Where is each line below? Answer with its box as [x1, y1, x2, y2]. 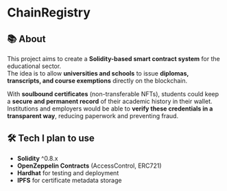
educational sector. [7, 62, 62, 70]
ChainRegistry [7, 5, 91, 21]
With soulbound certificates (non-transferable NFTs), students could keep [7, 90, 219, 98]
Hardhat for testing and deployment [16, 168, 119, 177]
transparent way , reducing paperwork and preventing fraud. [7, 112, 179, 120]
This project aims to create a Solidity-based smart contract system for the [7, 55, 221, 63]
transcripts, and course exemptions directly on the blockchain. [7, 77, 188, 85]
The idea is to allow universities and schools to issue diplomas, [7, 69, 189, 77]
